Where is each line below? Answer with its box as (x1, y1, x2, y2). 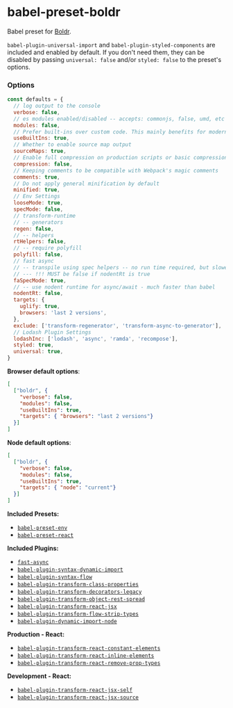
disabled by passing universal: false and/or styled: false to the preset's (7, 55, 222, 63)
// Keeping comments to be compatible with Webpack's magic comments (13, 167, 218, 174)
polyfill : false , (13, 251, 64, 258)
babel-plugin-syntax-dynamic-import (17, 566, 123, 574)
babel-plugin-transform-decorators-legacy (17, 588, 142, 595)
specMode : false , (13, 206, 64, 213)
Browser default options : (7, 367, 80, 376)
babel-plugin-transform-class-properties (17, 581, 139, 588)
